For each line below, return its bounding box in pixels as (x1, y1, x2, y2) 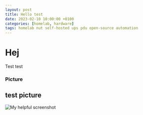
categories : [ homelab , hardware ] (5, 21, 74, 26)
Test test (5, 63, 23, 69)
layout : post (5, 7, 32, 12)
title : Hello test (5, 12, 43, 17)
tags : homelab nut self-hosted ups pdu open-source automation (5, 26, 139, 31)
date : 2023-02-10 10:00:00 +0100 (5, 16, 74, 21)
